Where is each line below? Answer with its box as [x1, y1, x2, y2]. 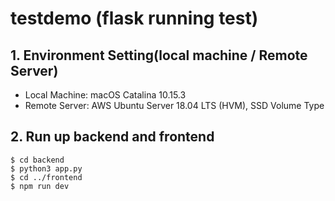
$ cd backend [10, 155, 65, 165]
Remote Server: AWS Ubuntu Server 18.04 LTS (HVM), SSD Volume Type [24, 100, 325, 111]
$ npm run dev [10, 181, 70, 191]
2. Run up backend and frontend [10, 128, 215, 146]
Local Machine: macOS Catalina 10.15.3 [24, 89, 187, 101]
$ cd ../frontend [10, 172, 83, 182]
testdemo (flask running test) [10, 7, 259, 30]
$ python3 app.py [10, 163, 83, 174]
